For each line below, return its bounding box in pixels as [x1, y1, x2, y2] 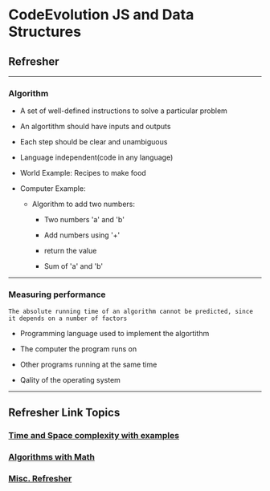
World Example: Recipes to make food [19, 168, 146, 178]
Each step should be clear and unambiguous [19, 137, 168, 147]
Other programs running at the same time [19, 359, 157, 369]
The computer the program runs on [19, 343, 137, 354]
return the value [43, 246, 97, 256]
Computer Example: [19, 184, 86, 193]
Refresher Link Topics [8, 405, 121, 419]
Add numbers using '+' [43, 230, 121, 240]
